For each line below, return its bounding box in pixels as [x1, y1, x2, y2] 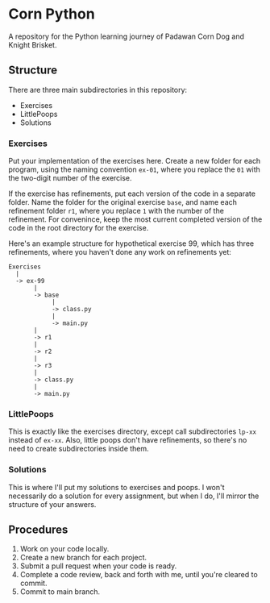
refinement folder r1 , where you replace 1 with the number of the [8, 206, 224, 216]
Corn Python [8, 5, 95, 23]
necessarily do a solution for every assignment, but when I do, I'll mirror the [8, 491, 260, 501]
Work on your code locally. [19, 544, 110, 554]
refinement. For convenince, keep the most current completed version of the [8, 214, 263, 224]
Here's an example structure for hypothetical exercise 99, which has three [8, 239, 255, 248]
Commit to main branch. [19, 587, 101, 597]
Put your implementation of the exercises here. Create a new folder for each [8, 156, 261, 166]
